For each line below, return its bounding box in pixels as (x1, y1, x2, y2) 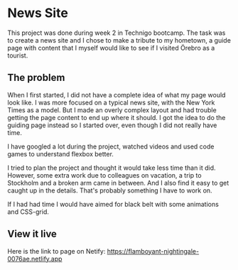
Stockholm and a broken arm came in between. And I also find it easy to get (7, 178, 229, 187)
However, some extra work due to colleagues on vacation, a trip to (7, 171, 202, 179)
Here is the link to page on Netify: (7, 247, 106, 255)
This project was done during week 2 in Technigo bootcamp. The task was (7, 28, 226, 37)
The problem (7, 72, 65, 84)
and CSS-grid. (7, 207, 50, 216)
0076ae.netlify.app (7, 254, 63, 263)
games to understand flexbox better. (7, 149, 114, 158)
